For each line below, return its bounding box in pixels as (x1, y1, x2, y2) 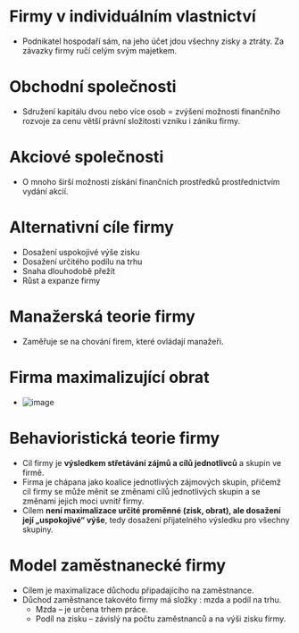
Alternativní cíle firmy (9, 217, 174, 237)
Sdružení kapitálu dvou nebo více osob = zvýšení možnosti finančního (21, 105, 281, 117)
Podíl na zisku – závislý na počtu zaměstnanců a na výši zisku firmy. (35, 613, 287, 624)
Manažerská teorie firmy (9, 306, 196, 327)
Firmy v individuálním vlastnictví (9, 6, 256, 27)
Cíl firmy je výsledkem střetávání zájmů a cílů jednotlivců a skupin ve (21, 457, 282, 468)
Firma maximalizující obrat (9, 367, 210, 387)
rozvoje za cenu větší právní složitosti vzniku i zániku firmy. (21, 115, 241, 126)
